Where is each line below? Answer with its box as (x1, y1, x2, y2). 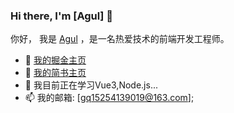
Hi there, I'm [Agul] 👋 (10, 9, 114, 23)
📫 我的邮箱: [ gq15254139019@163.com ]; (24, 92, 195, 104)
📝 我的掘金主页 (24, 54, 87, 66)
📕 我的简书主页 (24, 67, 87, 79)
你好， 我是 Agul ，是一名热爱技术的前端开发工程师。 (10, 33, 230, 45)
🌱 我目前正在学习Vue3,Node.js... (24, 79, 158, 91)
